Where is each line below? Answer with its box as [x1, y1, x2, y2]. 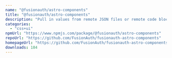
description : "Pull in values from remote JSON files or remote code [5, 17, 157, 22]
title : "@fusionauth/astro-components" [5, 12, 91, 17]
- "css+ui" [10, 26, 33, 31]
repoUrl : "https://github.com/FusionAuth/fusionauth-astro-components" [5, 36, 161, 41]
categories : [5, 21, 31, 27]
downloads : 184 [5, 45, 38, 50]
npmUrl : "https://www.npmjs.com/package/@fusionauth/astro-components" [5, 31, 161, 36]
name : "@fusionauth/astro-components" [5, 7, 88, 13]
